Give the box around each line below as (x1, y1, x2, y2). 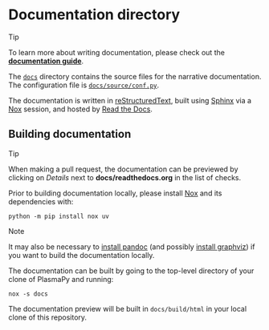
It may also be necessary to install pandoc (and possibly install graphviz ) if (8, 242, 255, 252)
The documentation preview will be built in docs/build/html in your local (8, 304, 247, 313)
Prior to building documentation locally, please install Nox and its (8, 188, 222, 198)
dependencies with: (8, 196, 74, 206)
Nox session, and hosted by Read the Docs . (8, 104, 153, 114)
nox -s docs (8, 290, 48, 298)
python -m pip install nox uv (8, 212, 110, 220)
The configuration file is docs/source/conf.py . (8, 80, 160, 90)
